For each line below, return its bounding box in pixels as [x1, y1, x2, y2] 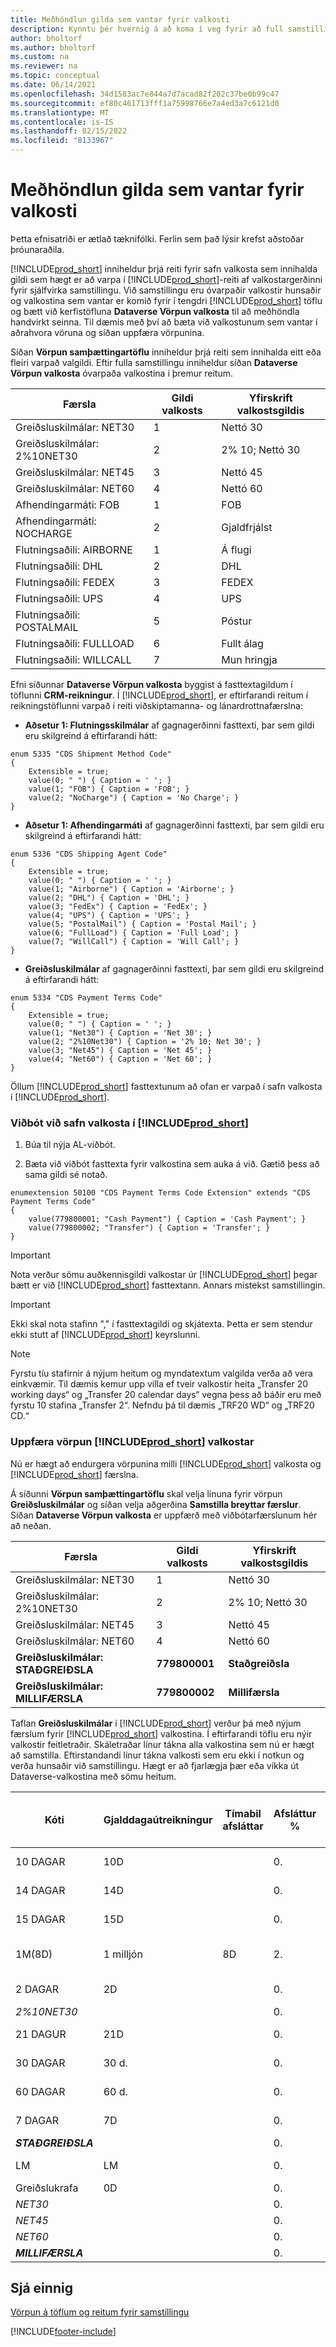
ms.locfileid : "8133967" [10, 136, 114, 146]
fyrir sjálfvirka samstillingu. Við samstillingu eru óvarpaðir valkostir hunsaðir [10, 284, 322, 296]
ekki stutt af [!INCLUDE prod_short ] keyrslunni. [10, 1329, 201, 1341]
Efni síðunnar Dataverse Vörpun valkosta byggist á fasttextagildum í [10, 678, 293, 690]
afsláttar [222, 1819, 264, 1833]
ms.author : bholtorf [10, 42, 97, 53]
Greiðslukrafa [15, 2181, 79, 2195]
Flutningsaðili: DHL [15, 559, 104, 573]
